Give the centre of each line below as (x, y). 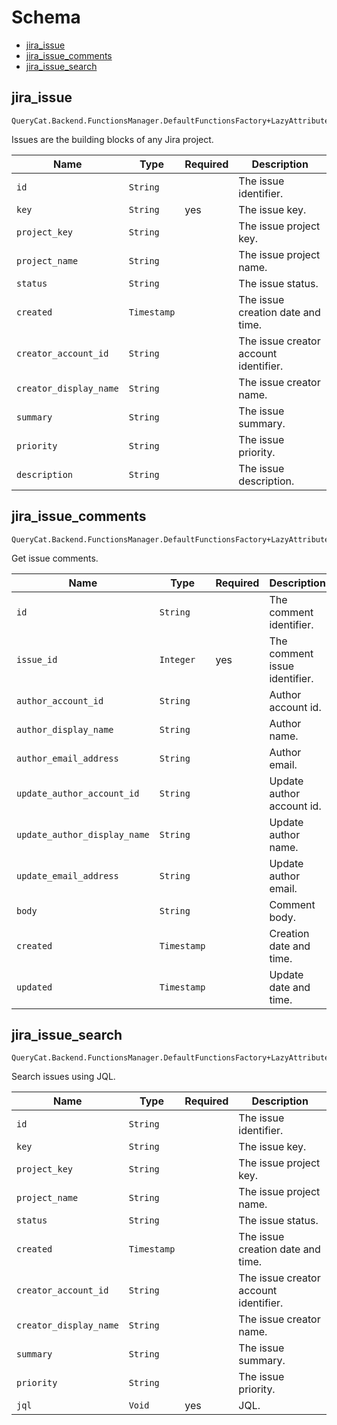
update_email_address (67, 875)
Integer (177, 659)
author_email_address (67, 758)
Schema (46, 17)
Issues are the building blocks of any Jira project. (112, 139)
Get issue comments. (55, 558)
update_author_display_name (83, 834)
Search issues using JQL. (63, 1077)
